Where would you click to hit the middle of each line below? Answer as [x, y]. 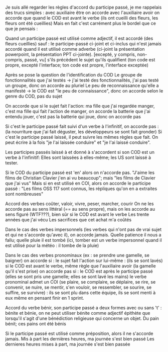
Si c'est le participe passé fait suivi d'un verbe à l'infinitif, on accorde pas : [82, 126]
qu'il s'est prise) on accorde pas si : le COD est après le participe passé [79, 271]
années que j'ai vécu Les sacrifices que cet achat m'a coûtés [68, 220]
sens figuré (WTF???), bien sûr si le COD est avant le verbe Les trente [77, 214]
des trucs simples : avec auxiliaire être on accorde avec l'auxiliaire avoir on [82, 13]
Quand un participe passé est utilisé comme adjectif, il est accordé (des [79, 38]
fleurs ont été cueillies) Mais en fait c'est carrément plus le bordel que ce [81, 23]
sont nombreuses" [24, 194]
